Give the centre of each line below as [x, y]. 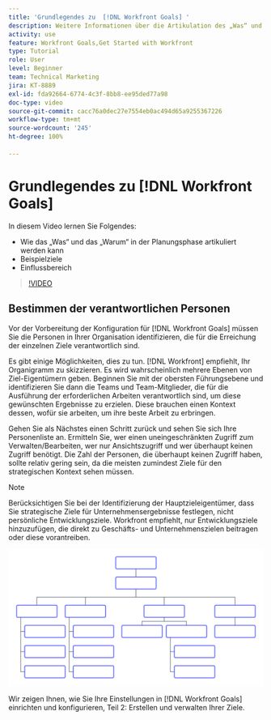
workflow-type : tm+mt [45, 120]
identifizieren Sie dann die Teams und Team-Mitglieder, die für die [119, 387]
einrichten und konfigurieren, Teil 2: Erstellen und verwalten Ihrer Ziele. [127, 708]
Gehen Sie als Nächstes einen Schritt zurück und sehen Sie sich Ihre [123, 428]
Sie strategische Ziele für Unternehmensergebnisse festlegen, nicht [121, 511]
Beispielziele [41, 258]
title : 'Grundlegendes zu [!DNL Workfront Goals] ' [99, 17]
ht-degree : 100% [36, 137]
